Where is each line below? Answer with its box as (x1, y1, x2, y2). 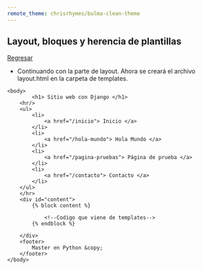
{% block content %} (32, 202, 91, 209)
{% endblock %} (32, 220, 76, 227)
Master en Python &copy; (32, 245, 103, 251)
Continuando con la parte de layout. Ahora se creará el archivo (17, 67, 196, 76)
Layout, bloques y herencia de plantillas (7, 36, 181, 48)
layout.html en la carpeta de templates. (17, 74, 128, 83)
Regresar (7, 54, 33, 62)
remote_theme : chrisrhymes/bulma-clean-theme (7, 10, 140, 17)
